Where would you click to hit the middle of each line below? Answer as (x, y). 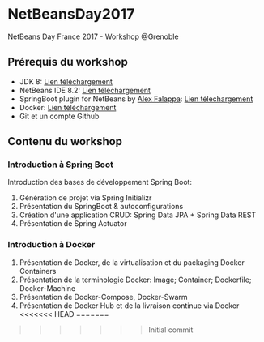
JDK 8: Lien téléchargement (66, 81)
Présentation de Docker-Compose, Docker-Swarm (103, 297)
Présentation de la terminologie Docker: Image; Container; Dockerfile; (135, 280)
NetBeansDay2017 (71, 14)
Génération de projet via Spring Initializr (85, 198)
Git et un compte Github (59, 116)
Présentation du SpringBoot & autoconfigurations (101, 207)
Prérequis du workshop (68, 62)
